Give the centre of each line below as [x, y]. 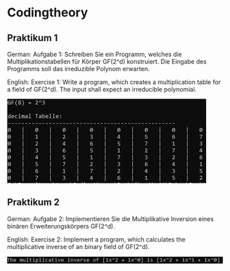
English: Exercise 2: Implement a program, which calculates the [97, 239]
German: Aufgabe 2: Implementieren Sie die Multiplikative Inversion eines [111, 219]
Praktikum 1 [33, 38]
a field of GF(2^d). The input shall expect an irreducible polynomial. [102, 89]
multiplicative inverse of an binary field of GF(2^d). [78, 246]
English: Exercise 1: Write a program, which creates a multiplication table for [114, 82]
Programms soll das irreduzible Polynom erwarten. [79, 69]
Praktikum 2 [34, 202]
